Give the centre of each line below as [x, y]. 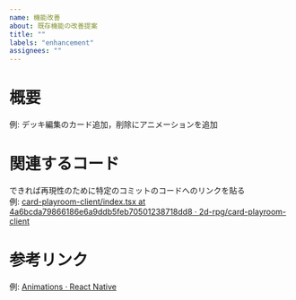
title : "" [28, 34]
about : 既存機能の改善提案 [54, 26]
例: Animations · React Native [63, 287]
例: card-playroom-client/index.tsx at [78, 201]
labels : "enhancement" [52, 43]
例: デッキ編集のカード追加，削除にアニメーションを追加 [113, 124]
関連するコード [65, 164]
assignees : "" [36, 51]
